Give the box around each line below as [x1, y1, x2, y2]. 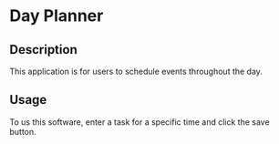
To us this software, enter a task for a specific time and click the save [9, 116, 271, 128]
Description [9, 42, 77, 57]
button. [9, 126, 36, 137]
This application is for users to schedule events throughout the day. [9, 66, 263, 77]
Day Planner [9, 5, 104, 26]
